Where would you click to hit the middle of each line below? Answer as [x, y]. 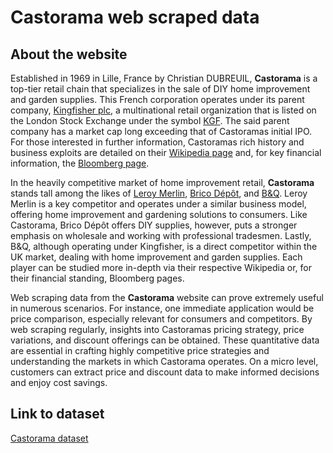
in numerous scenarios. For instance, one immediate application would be [162, 308]
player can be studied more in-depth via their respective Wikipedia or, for [161, 267]
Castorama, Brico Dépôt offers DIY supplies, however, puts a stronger [154, 225]
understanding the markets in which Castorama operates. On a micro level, [164, 361]
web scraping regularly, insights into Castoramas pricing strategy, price [157, 329]
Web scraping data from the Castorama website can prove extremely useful [167, 297]
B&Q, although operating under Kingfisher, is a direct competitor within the [164, 246]
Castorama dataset [49, 438]
